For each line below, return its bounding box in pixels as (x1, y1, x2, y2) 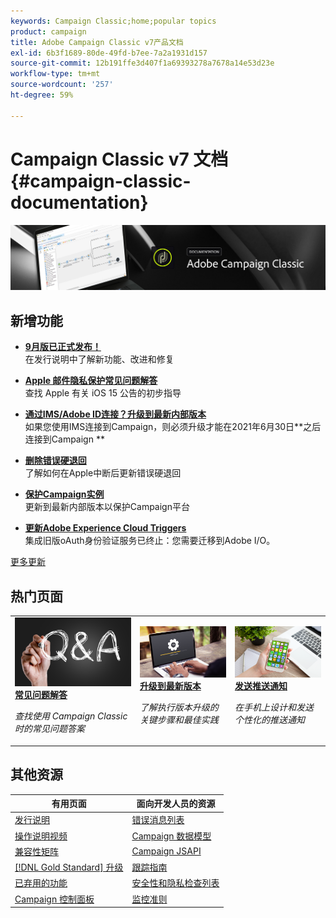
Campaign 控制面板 (14, 893, 95, 905)
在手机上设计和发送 (234, 701, 314, 714)
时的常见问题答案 (14, 723, 85, 735)
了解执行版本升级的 (139, 701, 219, 714)
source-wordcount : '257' (10, 80, 114, 90)
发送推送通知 (234, 680, 288, 692)
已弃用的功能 (14, 877, 68, 889)
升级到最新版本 (139, 680, 202, 692)
